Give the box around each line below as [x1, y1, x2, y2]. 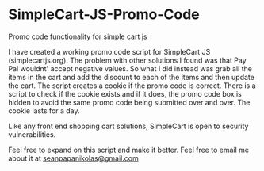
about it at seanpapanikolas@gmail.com [8, 153, 139, 163]
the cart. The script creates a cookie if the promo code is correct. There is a [8, 81, 256, 90]
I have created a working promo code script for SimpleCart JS [8, 47, 211, 56]
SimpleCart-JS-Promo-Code [8, 6, 200, 24]
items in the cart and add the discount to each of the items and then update [8, 72, 255, 82]
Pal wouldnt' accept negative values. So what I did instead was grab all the [8, 63, 252, 73]
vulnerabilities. [8, 129, 56, 139]
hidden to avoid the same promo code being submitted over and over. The [8, 97, 251, 107]
